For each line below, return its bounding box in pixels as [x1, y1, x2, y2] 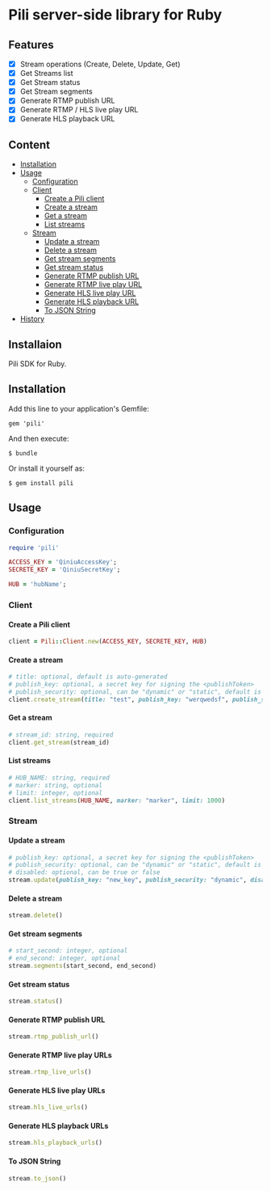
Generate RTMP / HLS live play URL [19, 105, 139, 115]
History [19, 314, 45, 324]
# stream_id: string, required [8, 730, 114, 739]
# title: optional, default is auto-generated [8, 673, 168, 681]
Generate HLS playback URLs [8, 1121, 109, 1130]
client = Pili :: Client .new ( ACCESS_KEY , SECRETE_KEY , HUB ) [8, 637, 207, 646]
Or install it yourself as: [8, 463, 85, 473]
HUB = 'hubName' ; [8, 581, 67, 589]
